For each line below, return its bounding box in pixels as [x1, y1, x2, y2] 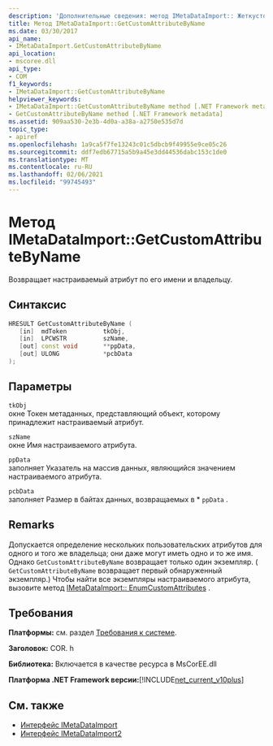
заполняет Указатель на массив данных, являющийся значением [8, 462, 236, 472]
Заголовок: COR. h [8, 644, 75, 653]
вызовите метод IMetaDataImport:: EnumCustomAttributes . [8, 583, 211, 592]
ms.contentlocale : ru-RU [8, 163, 93, 171]
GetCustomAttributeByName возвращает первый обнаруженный [8, 566, 223, 575]
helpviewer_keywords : [8, 95, 82, 103]
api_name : [8, 34, 42, 43]
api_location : [8, 50, 57, 58]
